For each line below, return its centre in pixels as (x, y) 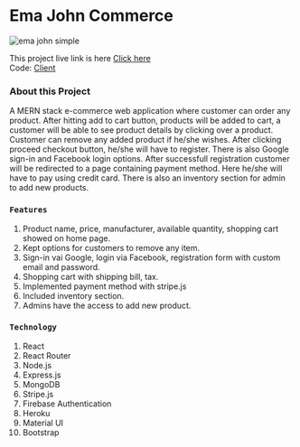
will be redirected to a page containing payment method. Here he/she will (146, 169)
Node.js (37, 365)
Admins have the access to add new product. (107, 305)
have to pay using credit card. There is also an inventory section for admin (148, 178)
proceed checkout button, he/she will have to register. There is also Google (149, 149)
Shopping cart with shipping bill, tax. (90, 276)
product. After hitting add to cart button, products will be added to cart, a (145, 121)
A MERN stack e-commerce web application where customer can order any (150, 111)
